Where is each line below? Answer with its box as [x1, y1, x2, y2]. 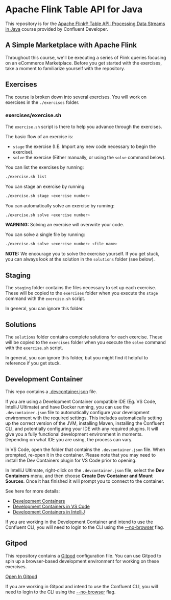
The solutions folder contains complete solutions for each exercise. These [5, 334, 163, 340]
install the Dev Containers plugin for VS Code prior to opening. [5, 457, 137, 463]
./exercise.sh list [5, 174, 47, 179]
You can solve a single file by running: [5, 231, 85, 238]
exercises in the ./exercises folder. [5, 99, 80, 105]
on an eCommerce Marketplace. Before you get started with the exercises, [5, 60, 162, 66]
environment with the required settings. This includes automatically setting [5, 415, 162, 421]
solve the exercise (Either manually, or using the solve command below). [12, 154, 166, 160]
